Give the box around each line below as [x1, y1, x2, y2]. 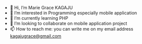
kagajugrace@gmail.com [9, 33, 61, 39]
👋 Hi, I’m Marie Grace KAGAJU [9, 5, 73, 10]
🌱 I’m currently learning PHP [9, 15, 68, 21]
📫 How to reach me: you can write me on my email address [9, 26, 133, 32]
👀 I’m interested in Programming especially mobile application [9, 10, 137, 16]
